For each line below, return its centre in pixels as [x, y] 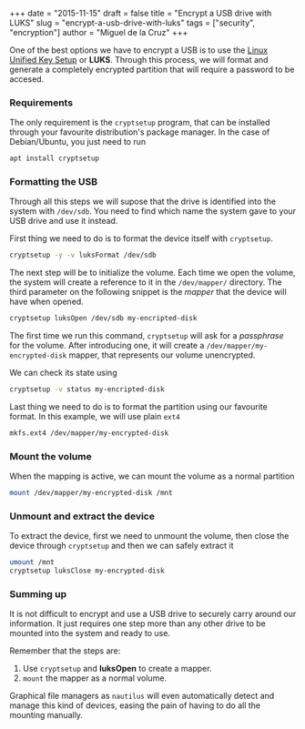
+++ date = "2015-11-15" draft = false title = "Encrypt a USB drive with [141, 13]
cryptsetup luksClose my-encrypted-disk [87, 571]
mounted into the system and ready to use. [90, 633]
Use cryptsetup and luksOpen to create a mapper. [117, 669]
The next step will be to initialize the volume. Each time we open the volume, [152, 273]
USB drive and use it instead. [64, 221]
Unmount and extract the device [82, 516]
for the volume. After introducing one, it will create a [107, 346]
